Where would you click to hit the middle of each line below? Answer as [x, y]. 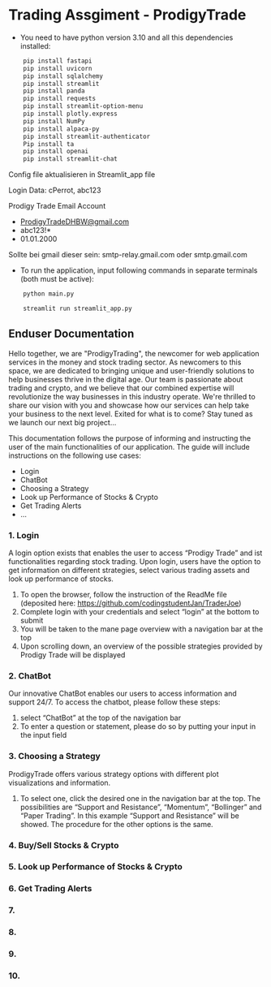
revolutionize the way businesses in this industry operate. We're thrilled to [132, 396]
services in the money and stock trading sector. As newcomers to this [125, 362]
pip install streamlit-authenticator [87, 136]
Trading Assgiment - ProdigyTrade [127, 15]
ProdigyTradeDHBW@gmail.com [75, 222]
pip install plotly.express [70, 114]
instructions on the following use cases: [75, 455]
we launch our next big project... [62, 422]
